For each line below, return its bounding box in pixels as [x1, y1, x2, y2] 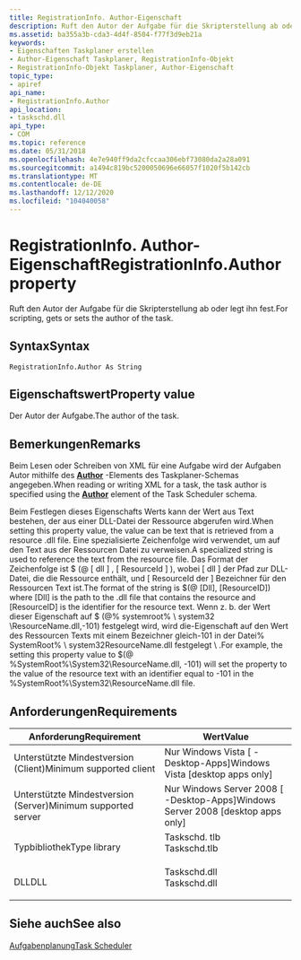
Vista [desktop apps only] [164, 768, 273, 781]
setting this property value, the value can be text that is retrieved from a [9, 526, 275, 537]
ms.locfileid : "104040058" [9, 196, 110, 206]
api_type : [9, 122, 47, 131]
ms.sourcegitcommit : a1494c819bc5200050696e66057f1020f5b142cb [9, 163, 251, 172]
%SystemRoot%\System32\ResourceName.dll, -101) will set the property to [9, 659, 288, 669]
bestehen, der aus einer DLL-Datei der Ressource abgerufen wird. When [9, 516, 274, 527]
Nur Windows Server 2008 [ [164, 782, 284, 795]
